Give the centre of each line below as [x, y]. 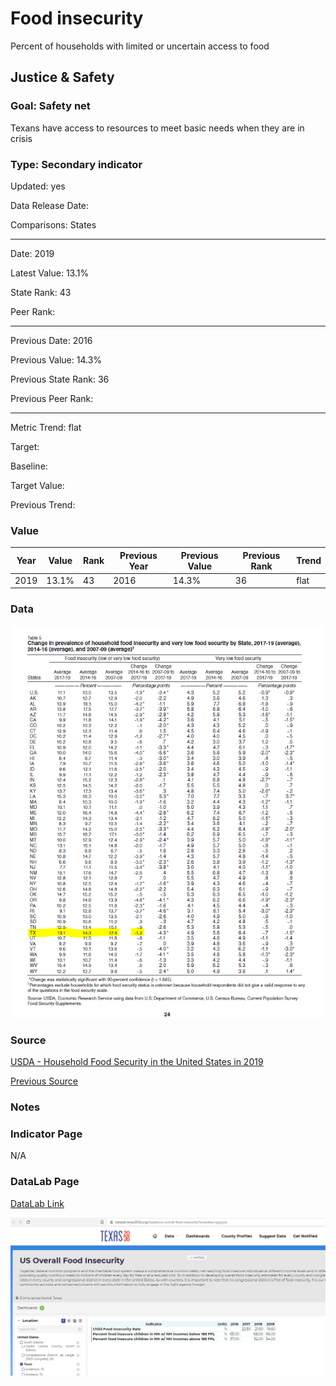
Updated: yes [38, 186]
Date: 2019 [32, 253]
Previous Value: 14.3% [56, 359]
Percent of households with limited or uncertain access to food [140, 46]
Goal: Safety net [50, 106]
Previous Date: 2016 [51, 340]
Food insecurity [77, 18]
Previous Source [44, 1081]
